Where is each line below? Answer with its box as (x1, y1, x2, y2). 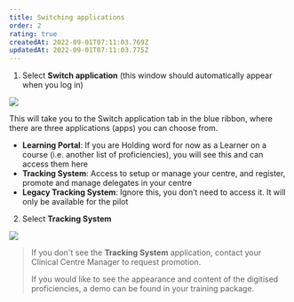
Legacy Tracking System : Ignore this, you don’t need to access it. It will (21, 187, 286, 197)
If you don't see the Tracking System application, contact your (30, 247, 262, 258)
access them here (21, 159, 89, 169)
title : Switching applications (9, 12, 125, 22)
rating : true (9, 29, 58, 38)
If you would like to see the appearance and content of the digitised (30, 274, 279, 284)
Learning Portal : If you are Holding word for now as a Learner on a (21, 140, 267, 151)
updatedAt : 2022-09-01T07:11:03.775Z (9, 46, 149, 55)
